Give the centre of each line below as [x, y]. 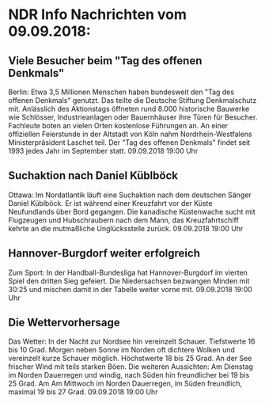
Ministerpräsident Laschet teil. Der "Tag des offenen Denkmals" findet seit [129, 143]
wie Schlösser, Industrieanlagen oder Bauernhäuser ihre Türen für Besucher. [133, 117]
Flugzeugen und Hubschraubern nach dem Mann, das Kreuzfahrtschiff [123, 220]
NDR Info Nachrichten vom [98, 15]
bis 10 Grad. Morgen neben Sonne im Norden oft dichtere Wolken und [122, 350]
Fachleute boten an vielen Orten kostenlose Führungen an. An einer [118, 125]
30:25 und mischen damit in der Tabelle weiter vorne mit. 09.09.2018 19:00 [131, 289]
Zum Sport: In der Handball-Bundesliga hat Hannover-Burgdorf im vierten [128, 272]
